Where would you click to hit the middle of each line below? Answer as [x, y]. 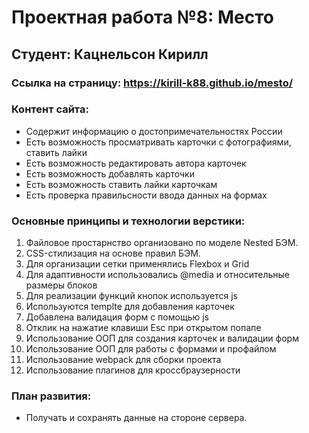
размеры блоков [61, 285]
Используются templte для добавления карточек [130, 307]
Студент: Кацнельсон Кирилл [110, 54]
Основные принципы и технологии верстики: [128, 221]
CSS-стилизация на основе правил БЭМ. [113, 253]
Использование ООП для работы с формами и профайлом [151, 349]
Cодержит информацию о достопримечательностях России [154, 131]
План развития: [51, 396]
